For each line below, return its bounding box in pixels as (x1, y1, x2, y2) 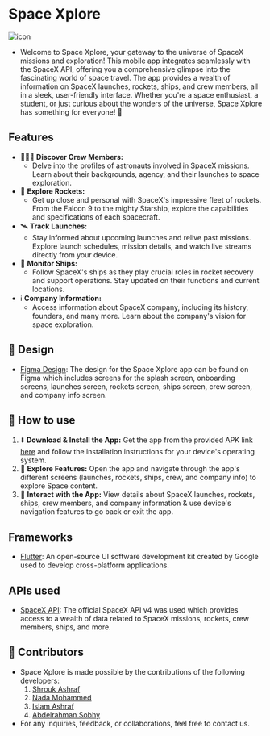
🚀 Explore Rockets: (19, 186, 85, 196)
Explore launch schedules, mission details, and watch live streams (31, 241, 252, 251)
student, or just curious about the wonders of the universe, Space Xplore (19, 98, 263, 108)
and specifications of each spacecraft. (31, 211, 160, 222)
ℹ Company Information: (19, 293, 102, 303)
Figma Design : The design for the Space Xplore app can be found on (19, 364, 249, 374)
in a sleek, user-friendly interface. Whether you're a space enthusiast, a (19, 90, 259, 99)
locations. (31, 284, 65, 294)
